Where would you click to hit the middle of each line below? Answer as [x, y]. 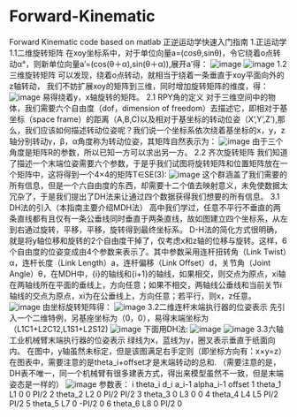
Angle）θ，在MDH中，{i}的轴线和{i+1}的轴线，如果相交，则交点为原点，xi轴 [148, 273]
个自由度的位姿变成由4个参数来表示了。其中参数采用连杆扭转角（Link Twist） [148, 251]
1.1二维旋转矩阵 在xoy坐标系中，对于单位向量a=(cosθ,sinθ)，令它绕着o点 [141, 53]
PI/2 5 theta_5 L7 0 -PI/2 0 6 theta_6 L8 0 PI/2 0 [96, 403]
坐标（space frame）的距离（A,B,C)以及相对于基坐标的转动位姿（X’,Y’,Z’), [144, 119]
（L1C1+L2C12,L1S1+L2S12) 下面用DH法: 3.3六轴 [147, 329]
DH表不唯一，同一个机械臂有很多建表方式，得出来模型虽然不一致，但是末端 [147, 373]
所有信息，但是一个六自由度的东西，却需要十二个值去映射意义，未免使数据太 [148, 185]
